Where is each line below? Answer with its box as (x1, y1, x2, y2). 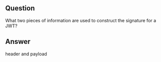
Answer (5, 37, 31, 46)
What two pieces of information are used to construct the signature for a (5, 17, 156, 23)
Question (5, 4, 35, 13)
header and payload (5, 50, 47, 57)
